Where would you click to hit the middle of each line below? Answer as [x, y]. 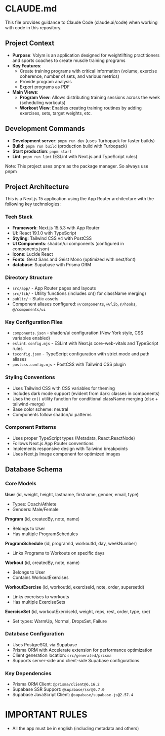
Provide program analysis [46, 81]
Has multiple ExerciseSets [39, 602]
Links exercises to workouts [41, 596]
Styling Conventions [30, 377]
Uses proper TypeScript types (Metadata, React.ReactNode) [74, 438]
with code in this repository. [33, 27]
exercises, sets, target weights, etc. [56, 113]
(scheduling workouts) [42, 103]
